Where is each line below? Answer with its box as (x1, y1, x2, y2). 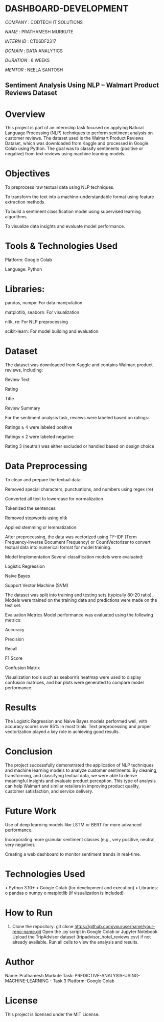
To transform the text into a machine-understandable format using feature (5, 194, 154, 200)
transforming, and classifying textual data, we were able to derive (5, 772, 137, 778)
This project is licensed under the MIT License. (5, 1011, 100, 1017)
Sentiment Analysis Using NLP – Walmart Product (5, 81, 159, 89)
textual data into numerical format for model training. (5, 544, 112, 550)
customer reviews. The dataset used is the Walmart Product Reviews (5, 135, 144, 141)
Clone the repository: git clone (12, 923, 73, 929)
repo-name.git (12, 929, 42, 934)
